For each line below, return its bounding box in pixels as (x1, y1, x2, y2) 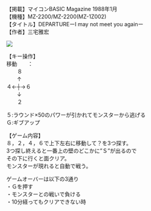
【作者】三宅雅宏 (6, 28, 49, 35)
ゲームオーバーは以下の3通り (6, 176, 79, 182)
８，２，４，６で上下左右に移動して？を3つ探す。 (6, 140, 132, 146)
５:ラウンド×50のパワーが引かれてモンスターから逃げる (6, 112, 146, 118)
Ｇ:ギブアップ (6, 119, 41, 126)
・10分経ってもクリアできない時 (6, 198, 86, 206)
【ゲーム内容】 (6, 132, 44, 139)
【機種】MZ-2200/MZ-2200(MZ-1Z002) (6, 13, 107, 20)
